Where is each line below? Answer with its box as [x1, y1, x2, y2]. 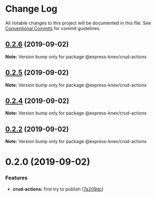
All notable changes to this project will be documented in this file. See [5, 20, 151, 26]
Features [5, 174, 28, 181]
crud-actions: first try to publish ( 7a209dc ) [12, 186, 104, 192]
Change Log [5, 3, 57, 15]
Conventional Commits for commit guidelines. [5, 25, 101, 31]
